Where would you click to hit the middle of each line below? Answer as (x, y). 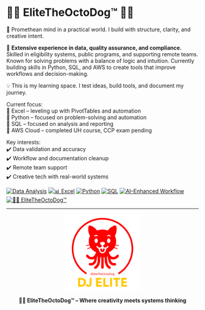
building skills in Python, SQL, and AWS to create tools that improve (91, 67)
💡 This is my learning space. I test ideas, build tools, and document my (95, 86)
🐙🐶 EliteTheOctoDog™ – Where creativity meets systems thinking (103, 300)
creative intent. (25, 35)
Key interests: (23, 142)
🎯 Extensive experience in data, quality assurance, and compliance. (94, 48)
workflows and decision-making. (48, 73)
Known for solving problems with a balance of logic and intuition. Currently (100, 61)
